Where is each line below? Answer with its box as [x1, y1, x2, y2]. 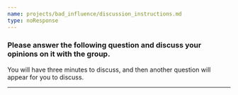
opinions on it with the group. [7, 49, 110, 59]
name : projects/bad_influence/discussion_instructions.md [7, 10, 182, 18]
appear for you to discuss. [7, 72, 84, 82]
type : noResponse [7, 17, 59, 24]
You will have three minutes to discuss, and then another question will [7, 65, 211, 74]
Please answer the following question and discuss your [7, 40, 202, 50]
